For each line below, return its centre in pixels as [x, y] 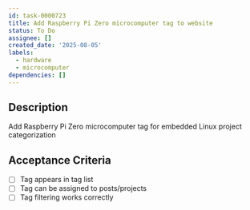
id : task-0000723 [37, 16]
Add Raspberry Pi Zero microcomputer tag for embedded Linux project [125, 127]
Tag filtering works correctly [67, 197]
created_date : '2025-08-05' [55, 46]
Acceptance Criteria [60, 160]
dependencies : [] [37, 75]
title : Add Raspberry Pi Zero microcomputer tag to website [111, 23]
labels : [21, 53]
